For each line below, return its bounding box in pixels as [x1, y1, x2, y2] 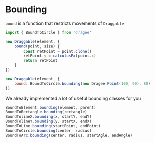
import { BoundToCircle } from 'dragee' [5, 30, 92, 35]
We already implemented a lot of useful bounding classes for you [5, 95, 141, 101]
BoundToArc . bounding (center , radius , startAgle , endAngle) [5, 133, 133, 138]
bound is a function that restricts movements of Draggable [5, 20, 124, 26]
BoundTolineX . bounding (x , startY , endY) [5, 114, 92, 119]
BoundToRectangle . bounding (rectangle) [5, 110, 87, 115]
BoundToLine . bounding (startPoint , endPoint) [5, 124, 101, 129]
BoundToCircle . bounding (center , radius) [5, 128, 92, 133]
